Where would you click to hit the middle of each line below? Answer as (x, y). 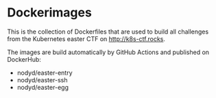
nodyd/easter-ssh (42, 79)
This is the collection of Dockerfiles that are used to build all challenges (108, 32)
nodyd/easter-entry (45, 73)
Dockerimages (50, 13)
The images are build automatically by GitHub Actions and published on (108, 52)
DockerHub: (24, 59)
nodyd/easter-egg (43, 87)
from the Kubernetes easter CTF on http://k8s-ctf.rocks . (86, 38)
